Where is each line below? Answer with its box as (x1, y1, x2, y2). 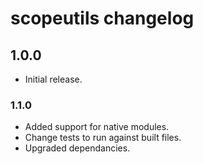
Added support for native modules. (24, 121, 170, 133)
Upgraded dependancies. (24, 142, 131, 154)
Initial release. (24, 73, 83, 85)
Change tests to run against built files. (24, 132, 182, 144)
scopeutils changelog (10, 7, 195, 30)
